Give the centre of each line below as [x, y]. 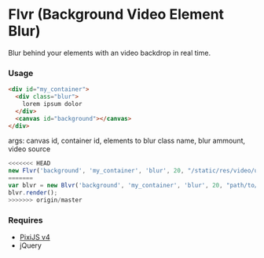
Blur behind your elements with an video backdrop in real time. [109, 53]
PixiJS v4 [35, 238]
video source [29, 149]
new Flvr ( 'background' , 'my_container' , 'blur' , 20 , [96, 171]
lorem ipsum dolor [52, 104]
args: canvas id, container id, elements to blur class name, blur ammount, [127, 141]
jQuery [30, 245]
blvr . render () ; [33, 193]
